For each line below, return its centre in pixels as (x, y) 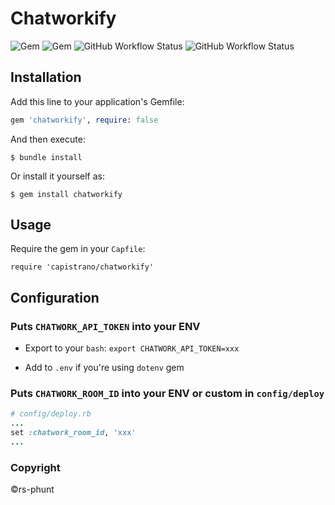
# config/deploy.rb (51, 414)
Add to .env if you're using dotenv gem (104, 368)
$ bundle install (46, 157)
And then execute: (48, 139)
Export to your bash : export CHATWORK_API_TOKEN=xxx (132, 348)
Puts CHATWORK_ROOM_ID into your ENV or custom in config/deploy (167, 394)
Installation (46, 77)
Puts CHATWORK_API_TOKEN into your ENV (105, 326)
